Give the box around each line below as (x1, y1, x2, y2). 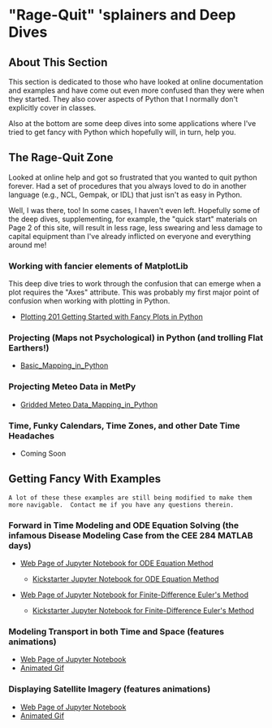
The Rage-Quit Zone (8, 150, 114, 164)
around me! (8, 240, 47, 250)
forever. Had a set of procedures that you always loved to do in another (8, 181, 247, 190)
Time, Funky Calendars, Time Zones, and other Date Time (8, 420, 240, 431)
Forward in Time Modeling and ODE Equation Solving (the (8, 519, 240, 530)
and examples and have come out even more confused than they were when (8, 85, 265, 95)
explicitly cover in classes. (8, 103, 97, 112)
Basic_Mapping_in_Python (19, 360, 109, 371)
